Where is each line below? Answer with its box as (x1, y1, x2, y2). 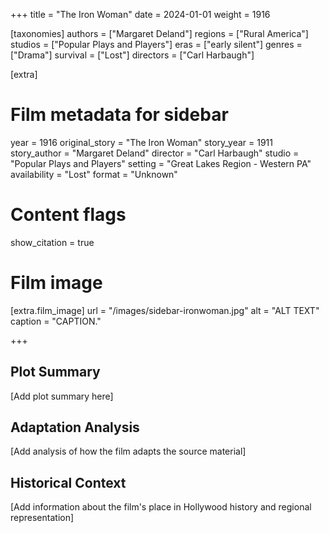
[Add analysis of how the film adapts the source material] (10, 445, 247, 458)
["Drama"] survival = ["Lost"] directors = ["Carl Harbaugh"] (10, 49, 255, 61)
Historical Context (10, 474, 127, 491)
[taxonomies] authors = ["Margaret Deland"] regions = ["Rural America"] (10, 28, 309, 39)
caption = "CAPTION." (10, 315, 102, 327)
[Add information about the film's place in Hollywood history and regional (10, 501, 312, 513)
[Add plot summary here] (10, 390, 114, 402)
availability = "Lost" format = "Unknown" (10, 168, 178, 180)
